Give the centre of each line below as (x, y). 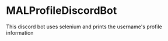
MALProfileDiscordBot (62, 11)
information (20, 32)
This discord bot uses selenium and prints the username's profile (84, 27)
